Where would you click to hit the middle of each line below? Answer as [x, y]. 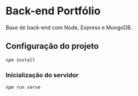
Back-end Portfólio [53, 11]
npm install [20, 60]
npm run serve [23, 88]
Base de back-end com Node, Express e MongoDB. [69, 27]
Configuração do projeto [52, 46]
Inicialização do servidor [42, 75]
